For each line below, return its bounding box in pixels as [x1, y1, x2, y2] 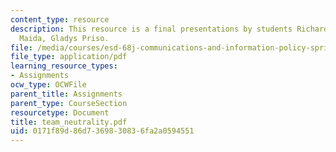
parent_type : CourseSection [10, 98, 128, 108]
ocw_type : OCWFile [10, 80, 87, 90]
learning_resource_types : [10, 61, 118, 71]
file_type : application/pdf [10, 52, 128, 62]
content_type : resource [10, 14, 110, 25]
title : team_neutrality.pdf [10, 117, 128, 127]
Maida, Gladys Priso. [19, 33, 110, 43]
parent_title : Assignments [10, 89, 123, 99]
